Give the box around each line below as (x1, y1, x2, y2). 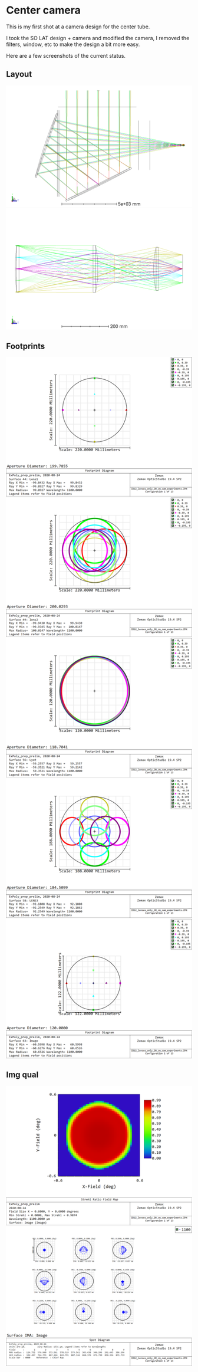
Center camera (6, 4, 81, 17)
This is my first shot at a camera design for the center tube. (6, 23, 150, 30)
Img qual (6, 1070, 39, 1080)
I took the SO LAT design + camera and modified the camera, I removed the (6, 34, 190, 41)
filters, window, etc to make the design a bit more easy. (6, 41, 140, 48)
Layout (6, 69, 32, 80)
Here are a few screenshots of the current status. (6, 52, 126, 59)
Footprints (6, 341, 45, 351)
